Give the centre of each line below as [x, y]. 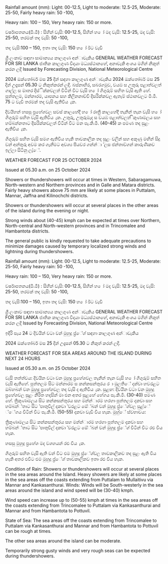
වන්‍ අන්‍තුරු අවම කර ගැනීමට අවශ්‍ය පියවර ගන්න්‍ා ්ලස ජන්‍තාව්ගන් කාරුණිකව [80, 144]
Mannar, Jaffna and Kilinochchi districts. [47, 196]
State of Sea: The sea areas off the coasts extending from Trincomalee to [81, 520]
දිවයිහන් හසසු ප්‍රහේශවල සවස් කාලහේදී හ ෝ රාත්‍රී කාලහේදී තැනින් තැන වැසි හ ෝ [83, 112]
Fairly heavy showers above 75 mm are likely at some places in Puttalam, [81, 190]
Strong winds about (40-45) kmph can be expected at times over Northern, [83, 220]
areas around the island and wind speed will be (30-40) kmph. [70, 490]
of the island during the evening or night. [47, 211]
